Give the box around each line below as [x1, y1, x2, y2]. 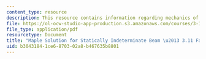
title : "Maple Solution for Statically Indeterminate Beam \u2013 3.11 [6, 37, 193, 44]
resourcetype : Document [6, 32, 67, 38]
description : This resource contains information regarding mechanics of [6, 15, 199, 21]
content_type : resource [6, 9, 67, 15]
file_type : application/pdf [6, 26, 78, 33]
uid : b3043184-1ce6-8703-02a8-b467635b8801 [6, 44, 120, 50]
